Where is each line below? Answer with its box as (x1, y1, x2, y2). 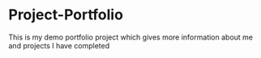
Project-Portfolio (8, 6, 124, 24)
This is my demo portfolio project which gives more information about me (8, 32, 254, 42)
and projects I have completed (8, 40, 110, 50)
